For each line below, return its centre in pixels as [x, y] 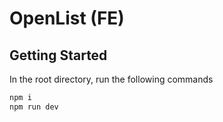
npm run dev [34, 107]
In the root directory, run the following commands [111, 79]
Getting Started [58, 55]
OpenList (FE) [67, 18]
